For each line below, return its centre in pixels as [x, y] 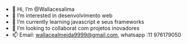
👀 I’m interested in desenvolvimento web [62, 15]
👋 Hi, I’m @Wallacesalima [43, 9]
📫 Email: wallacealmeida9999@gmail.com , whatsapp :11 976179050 [97, 35]
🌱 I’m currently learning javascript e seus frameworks [78, 22]
